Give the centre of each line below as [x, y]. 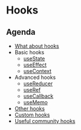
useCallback [38, 96]
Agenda [21, 32]
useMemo [36, 102]
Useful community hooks [45, 121]
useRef [32, 90]
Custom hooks [32, 115]
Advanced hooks [35, 77]
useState [34, 59]
